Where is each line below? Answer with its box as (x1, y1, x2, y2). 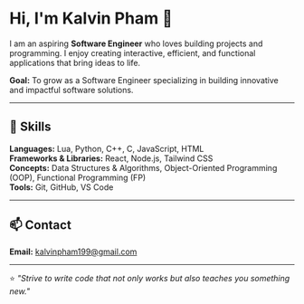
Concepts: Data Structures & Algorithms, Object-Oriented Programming (9, 162, 278, 173)
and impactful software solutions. (9, 84, 134, 95)
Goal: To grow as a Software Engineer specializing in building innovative (9, 74, 279, 85)
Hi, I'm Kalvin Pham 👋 (9, 8, 174, 29)
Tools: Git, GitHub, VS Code (9, 181, 114, 193)
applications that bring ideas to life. (9, 57, 141, 68)
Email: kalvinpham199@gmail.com (9, 246, 138, 257)
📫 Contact (9, 217, 72, 233)
